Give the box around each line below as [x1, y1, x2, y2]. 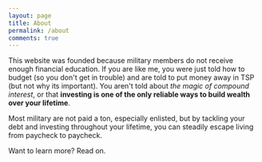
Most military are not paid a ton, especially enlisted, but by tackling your [8, 113, 245, 124]
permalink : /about [8, 26, 69, 34]
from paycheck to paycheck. [8, 131, 102, 140]
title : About [8, 19, 52, 27]
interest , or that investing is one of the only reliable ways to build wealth [8, 89, 250, 100]
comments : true [8, 34, 59, 42]
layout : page [8, 11, 52, 20]
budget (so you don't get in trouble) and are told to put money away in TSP [8, 73, 255, 82]
